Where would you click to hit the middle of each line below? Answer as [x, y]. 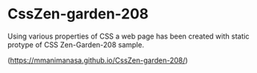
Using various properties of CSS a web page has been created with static [128, 36]
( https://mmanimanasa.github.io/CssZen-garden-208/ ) [98, 60]
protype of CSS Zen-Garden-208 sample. [76, 44]
